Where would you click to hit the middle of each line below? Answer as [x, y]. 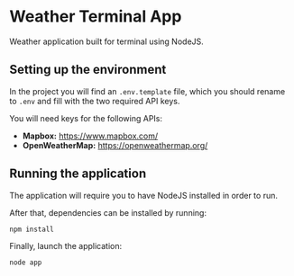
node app [26, 263]
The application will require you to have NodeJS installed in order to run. [143, 195]
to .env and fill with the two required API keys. [95, 101]
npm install [32, 229]
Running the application [78, 174]
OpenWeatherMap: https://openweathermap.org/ [115, 145]
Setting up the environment [88, 70]
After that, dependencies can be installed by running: [108, 212]
